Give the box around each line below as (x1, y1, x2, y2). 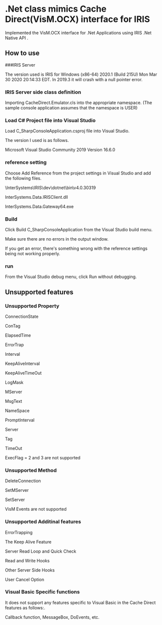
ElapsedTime (5, 332, 31, 338)
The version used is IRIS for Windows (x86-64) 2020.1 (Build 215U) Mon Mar (5, 71, 157, 77)
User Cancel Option (5, 576, 44, 582)
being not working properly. (5, 250, 60, 256)
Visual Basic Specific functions (5, 589, 80, 595)
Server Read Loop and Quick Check (5, 548, 76, 554)
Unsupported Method (5, 467, 57, 473)
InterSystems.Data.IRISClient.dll (5, 194, 68, 200)
